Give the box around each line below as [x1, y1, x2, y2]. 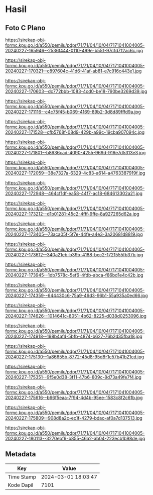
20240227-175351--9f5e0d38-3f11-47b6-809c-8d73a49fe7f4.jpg [5, 374, 142, 380]
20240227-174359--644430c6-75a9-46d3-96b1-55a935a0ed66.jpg [5, 292, 148, 299]
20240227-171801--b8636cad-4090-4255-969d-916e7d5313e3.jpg [5, 150, 146, 155]
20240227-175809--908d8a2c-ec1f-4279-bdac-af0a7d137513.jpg [5, 415, 143, 421]
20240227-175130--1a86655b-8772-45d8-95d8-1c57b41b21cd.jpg [5, 354, 144, 360]
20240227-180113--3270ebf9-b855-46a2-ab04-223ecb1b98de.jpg [5, 436, 145, 441]
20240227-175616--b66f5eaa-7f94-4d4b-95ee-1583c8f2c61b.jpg [5, 394, 143, 401]
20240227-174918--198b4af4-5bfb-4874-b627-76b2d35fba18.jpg [5, 333, 143, 339]
